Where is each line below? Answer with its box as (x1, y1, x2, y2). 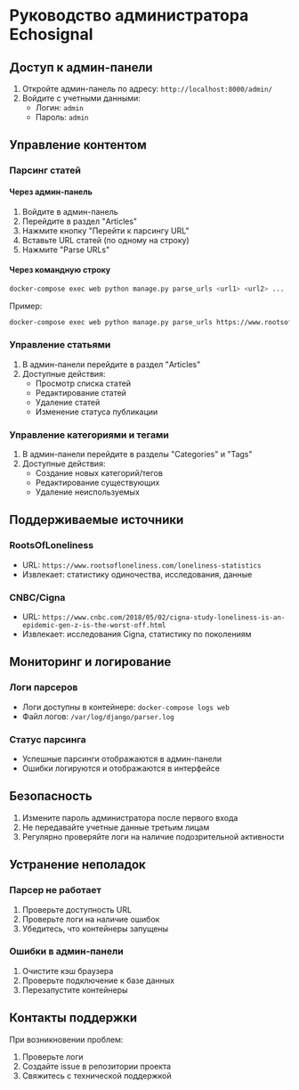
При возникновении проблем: (9, 1034, 124, 1045)
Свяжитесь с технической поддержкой (21, 1070, 172, 1081)
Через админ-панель (9, 186, 93, 197)
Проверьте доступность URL (21, 904, 132, 914)
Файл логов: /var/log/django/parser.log (21, 710, 175, 722)
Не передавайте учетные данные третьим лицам (21, 822, 210, 832)
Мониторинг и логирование (9, 654, 172, 669)
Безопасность (9, 789, 93, 804)
